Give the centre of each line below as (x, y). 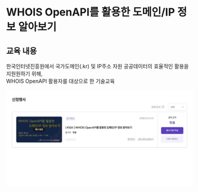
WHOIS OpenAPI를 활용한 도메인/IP (91, 12)
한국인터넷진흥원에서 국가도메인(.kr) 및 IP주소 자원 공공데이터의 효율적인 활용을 (98, 66)
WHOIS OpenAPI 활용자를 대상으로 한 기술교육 (60, 81)
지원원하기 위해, (25, 74)
